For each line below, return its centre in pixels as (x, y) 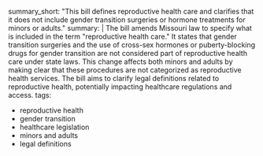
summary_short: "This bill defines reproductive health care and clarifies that (131, 11)
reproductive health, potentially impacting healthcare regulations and (120, 87)
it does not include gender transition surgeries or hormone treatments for (127, 20)
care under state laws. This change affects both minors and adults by (121, 61)
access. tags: (30, 95)
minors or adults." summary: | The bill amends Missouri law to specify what (130, 28)
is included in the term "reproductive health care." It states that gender (123, 36)
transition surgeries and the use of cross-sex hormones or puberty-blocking (132, 45)
